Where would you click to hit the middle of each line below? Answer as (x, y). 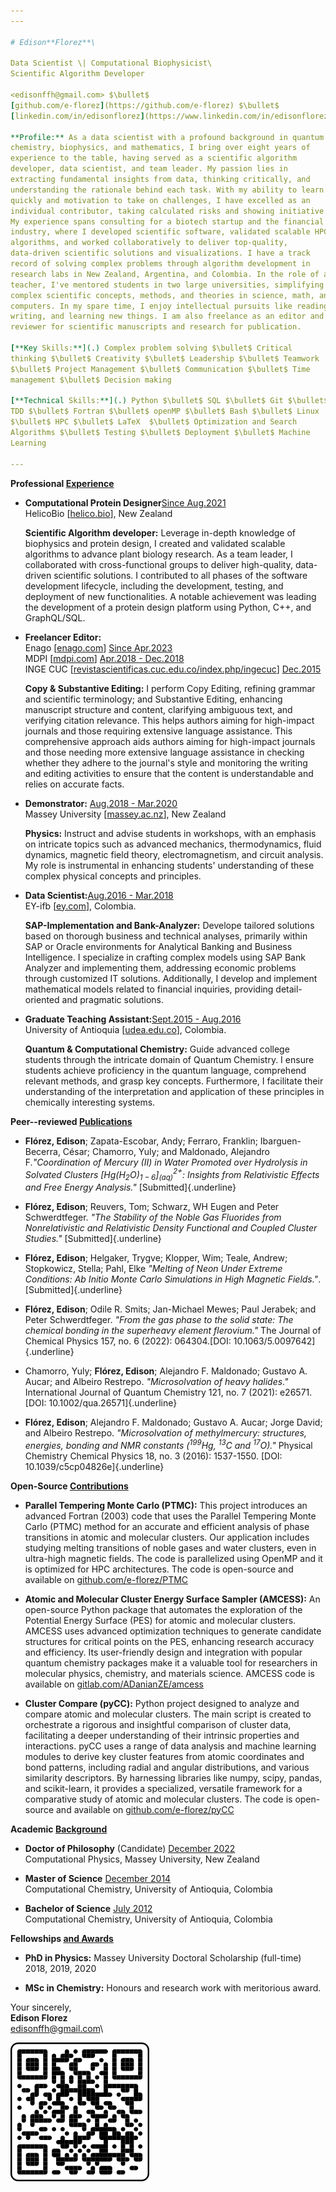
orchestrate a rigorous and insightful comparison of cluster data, (158, 1724)
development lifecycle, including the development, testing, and (154, 586)
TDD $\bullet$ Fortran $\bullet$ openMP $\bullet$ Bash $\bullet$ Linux (165, 411)
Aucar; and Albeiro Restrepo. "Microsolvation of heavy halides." (156, 1381)
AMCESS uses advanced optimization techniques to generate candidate (173, 1631)
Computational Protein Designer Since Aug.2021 (125, 502)
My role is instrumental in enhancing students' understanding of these (169, 865)
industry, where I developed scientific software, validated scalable (160, 232)
